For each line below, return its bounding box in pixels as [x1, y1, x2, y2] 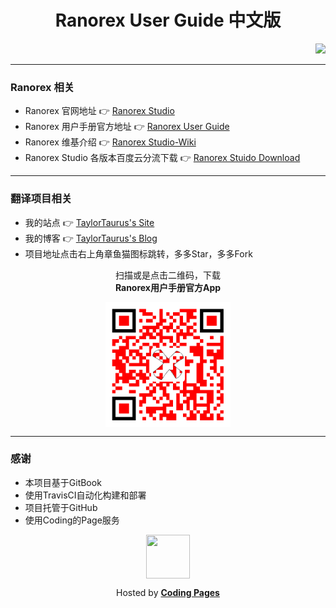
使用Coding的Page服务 [24, 514, 120, 526]
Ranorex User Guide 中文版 [54, 9, 282, 32]
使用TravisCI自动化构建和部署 [24, 489, 147, 501]
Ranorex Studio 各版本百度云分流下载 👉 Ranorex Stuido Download [24, 152, 301, 164]
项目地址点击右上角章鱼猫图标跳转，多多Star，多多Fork [24, 247, 253, 260]
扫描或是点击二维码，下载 [115, 269, 221, 281]
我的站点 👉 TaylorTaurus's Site [24, 216, 155, 228]
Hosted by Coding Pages [116, 586, 220, 598]
